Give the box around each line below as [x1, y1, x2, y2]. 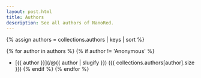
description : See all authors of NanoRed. [6, 20, 114, 26]
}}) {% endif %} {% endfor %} [14, 65, 89, 73]
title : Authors [6, 14, 44, 20]
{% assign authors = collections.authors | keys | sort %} [6, 36, 145, 43]
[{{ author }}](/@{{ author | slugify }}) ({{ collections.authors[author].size [14, 59, 195, 66]
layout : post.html [6, 8, 52, 15]
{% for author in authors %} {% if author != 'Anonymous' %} [6, 48, 155, 55]
